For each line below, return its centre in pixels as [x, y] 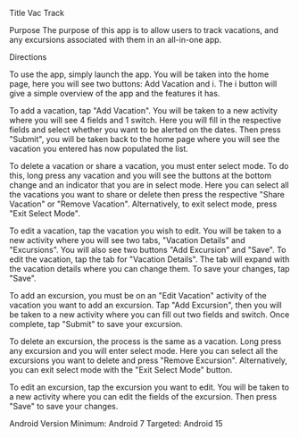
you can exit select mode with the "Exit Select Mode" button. [121, 370]
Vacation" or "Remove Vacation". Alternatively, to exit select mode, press [143, 204]
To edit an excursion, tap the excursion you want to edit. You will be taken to [149, 387]
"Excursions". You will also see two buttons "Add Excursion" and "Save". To [148, 250]
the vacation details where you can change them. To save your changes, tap [149, 269]
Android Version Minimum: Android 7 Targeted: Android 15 [116, 423]
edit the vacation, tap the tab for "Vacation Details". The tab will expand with [149, 259]
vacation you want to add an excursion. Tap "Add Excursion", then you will [146, 305]
